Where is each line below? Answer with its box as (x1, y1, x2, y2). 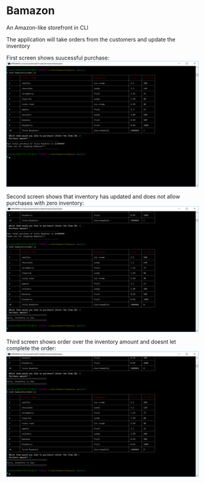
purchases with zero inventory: (6, 199, 84, 207)
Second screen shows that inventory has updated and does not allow (6, 193, 181, 200)
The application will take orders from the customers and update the (6, 35, 176, 43)
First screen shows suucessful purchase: (6, 54, 110, 61)
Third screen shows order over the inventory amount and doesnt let (6, 337, 176, 345)
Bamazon (6, 4, 55, 18)
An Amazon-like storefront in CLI (6, 24, 88, 31)
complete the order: (6, 344, 56, 352)
